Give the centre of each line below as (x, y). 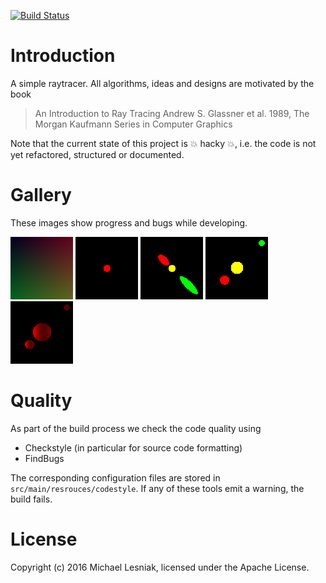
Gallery (41, 195)
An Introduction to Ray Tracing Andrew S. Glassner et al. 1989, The (172, 113)
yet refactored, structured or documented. (97, 154)
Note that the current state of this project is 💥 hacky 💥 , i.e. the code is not (163, 143)
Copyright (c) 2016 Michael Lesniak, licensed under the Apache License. (160, 567)
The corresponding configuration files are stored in (115, 477)
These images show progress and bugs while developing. (129, 222)
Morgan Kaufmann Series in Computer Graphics (133, 124)
